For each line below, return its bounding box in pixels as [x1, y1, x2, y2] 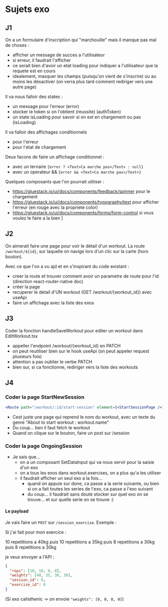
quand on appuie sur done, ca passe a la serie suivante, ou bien [27, 480, 159, 487]
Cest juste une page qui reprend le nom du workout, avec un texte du [12, 414, 155, 420]
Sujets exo [5, 4, 50, 15]
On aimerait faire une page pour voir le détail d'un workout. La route [5, 242, 145, 249]
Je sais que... [12, 454, 40, 460]
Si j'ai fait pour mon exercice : [5, 529, 66, 535]
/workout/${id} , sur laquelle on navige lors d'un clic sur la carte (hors [5, 248, 148, 254]
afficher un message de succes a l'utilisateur [12, 52, 105, 58]
